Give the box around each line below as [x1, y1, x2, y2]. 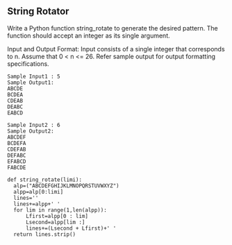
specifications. [7, 59, 50, 68]
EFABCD [7, 158, 26, 165]
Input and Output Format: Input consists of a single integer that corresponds [7, 44, 225, 53]
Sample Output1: [7, 79, 54, 86]
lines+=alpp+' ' [13, 201, 60, 208]
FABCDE [7, 164, 26, 171]
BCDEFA [7, 140, 26, 146]
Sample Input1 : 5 [7, 73, 60, 80]
